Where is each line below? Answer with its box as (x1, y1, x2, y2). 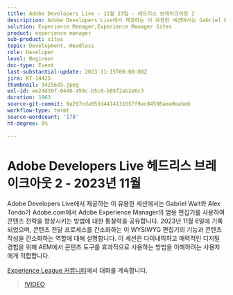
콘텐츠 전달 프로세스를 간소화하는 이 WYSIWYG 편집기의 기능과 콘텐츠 (33, 226, 223, 234)
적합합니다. (19, 251, 51, 260)
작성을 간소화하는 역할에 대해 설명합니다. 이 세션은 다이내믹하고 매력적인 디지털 (7, 234, 221, 243)
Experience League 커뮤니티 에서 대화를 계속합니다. (7, 267, 148, 275)
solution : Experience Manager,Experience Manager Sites (7, 23, 172, 30)
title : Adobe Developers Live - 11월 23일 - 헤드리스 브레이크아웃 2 (7, 10, 195, 17)
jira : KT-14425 (7, 74, 51, 82)
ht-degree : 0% (7, 119, 49, 127)
